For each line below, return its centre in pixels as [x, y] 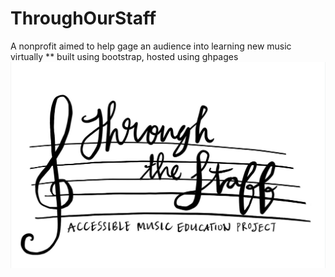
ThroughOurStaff [83, 18]
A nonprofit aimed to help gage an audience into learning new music [151, 46]
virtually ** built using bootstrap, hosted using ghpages [124, 56]
